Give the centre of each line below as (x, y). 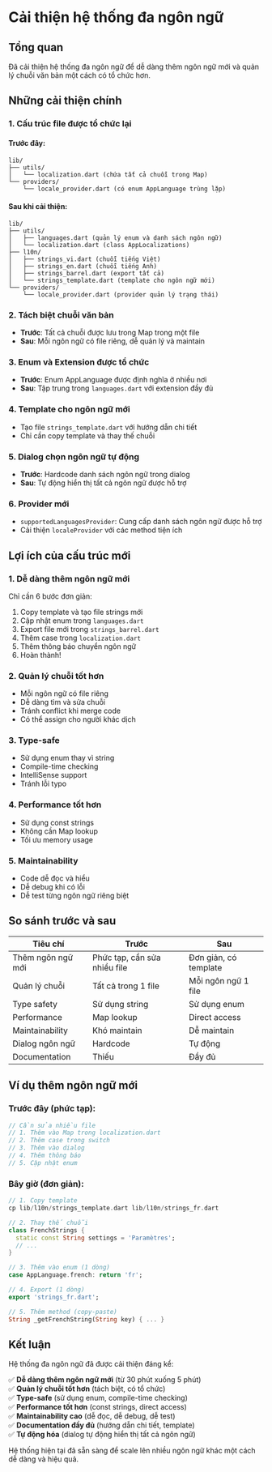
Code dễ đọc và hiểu (55, 878)
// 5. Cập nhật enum (43, 1163)
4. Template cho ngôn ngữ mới (70, 409)
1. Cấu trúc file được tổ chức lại (70, 124)
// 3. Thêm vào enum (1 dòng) (59, 1268)
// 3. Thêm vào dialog (47, 1148)
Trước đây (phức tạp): (52, 1108)
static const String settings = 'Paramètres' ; (96, 1238)
